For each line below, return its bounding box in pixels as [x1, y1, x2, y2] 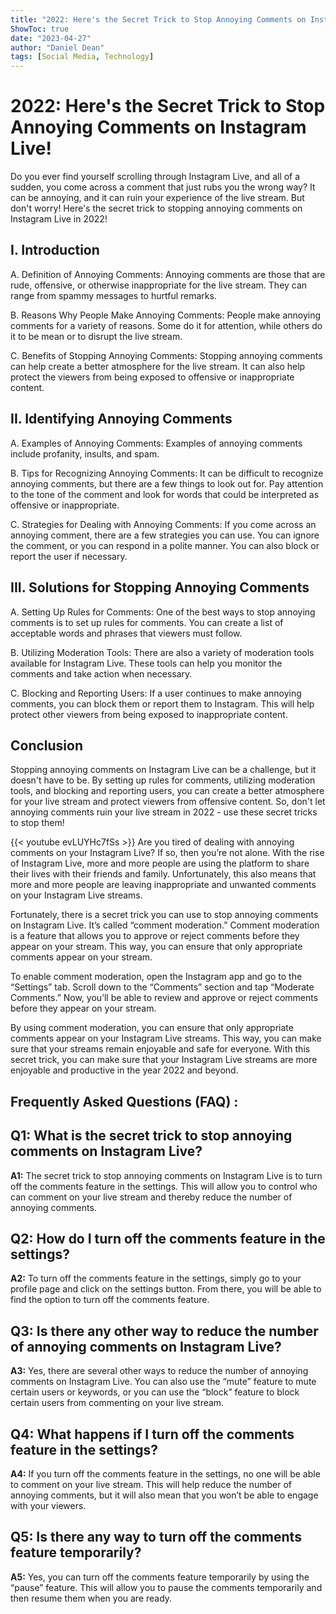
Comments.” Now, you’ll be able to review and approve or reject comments [10, 992, 319, 1004]
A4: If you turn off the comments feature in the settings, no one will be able [10, 1467, 321, 1480]
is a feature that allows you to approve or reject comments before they [10, 930, 300, 942]
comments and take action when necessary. [10, 667, 193, 680]
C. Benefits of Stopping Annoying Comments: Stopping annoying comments [10, 349, 323, 361]
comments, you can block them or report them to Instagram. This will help [10, 697, 315, 710]
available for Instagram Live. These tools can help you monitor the [10, 657, 283, 669]
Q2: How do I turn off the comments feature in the [10, 1230, 326, 1247]
